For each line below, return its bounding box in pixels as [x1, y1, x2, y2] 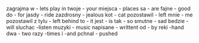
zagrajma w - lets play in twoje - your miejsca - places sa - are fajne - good [6, 5, 191, 12]
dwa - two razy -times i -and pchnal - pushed [6, 30, 118, 37]
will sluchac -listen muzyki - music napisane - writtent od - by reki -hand [6, 24, 184, 31]
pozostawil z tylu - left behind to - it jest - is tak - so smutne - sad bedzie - [6, 18, 189, 24]
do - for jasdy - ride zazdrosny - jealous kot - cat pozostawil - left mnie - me [6, 11, 193, 18]
